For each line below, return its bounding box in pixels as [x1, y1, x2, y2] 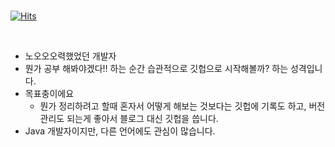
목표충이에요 [24, 88, 75, 99]
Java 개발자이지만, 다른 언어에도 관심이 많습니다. [24, 125, 216, 137]
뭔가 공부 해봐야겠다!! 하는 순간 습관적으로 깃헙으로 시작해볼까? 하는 [24, 63, 289, 74]
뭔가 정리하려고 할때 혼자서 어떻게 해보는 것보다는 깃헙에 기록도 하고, [39, 100, 307, 112]
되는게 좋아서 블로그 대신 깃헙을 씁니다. [66, 113, 219, 124]
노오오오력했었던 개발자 [24, 50, 117, 62]
